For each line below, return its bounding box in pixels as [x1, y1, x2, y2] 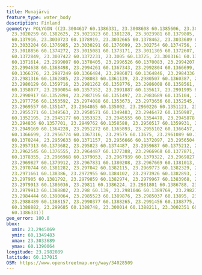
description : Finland [6, 20, 61, 26]
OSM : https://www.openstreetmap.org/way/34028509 [6, 260, 133, 266]
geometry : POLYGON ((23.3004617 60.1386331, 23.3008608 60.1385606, [6, 25, 182, 32]
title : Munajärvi [6, 8, 50, 15]
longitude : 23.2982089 [6, 249, 63, 255]
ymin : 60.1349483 [11, 232, 55, 238]
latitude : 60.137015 [6, 255, 58, 261]
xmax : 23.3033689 [11, 238, 55, 244]
